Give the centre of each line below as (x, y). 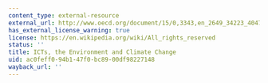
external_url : (32, 23)
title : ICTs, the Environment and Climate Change (93, 52)
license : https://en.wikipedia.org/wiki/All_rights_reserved (112, 38)
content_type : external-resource (64, 15)
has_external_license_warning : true (69, 30)
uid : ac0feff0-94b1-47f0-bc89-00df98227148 (82, 60)
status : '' (26, 45)
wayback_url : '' (35, 67)
